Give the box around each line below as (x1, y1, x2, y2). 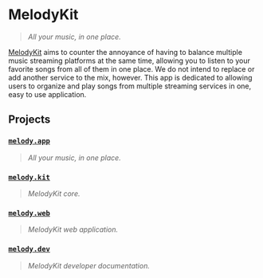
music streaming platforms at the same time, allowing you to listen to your (8, 56, 251, 65)
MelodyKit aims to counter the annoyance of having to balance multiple (8, 47, 243, 57)
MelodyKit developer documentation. (27, 260, 150, 270)
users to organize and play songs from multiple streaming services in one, (8, 81, 252, 91)
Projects (8, 113, 51, 127)
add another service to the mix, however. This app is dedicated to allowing (8, 72, 253, 82)
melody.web (8, 209, 50, 217)
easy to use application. (8, 89, 87, 99)
